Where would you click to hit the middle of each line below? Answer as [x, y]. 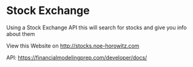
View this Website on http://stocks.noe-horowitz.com [73, 46]
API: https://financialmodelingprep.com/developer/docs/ [77, 57]
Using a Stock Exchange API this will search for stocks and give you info [96, 27]
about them [21, 33]
